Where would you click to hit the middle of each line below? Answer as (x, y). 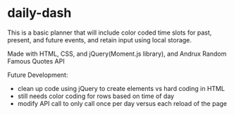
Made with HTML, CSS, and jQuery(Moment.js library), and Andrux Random (117, 54)
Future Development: (38, 75)
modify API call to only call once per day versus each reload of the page (122, 103)
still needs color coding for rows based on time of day (96, 96)
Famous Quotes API (36, 61)
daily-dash (39, 13)
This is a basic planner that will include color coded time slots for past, (110, 32)
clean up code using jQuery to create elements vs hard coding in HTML (121, 88)
